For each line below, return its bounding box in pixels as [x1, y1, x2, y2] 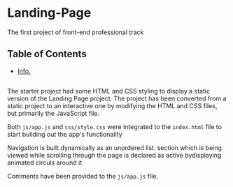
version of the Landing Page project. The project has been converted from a [7, 94, 227, 103]
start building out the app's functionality [7, 130, 122, 139]
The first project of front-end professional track [7, 28, 144, 36]
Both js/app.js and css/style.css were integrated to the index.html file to [7, 123, 223, 131]
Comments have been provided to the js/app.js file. [7, 172, 159, 181]
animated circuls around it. [7, 158, 84, 167]
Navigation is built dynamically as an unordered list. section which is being [7, 144, 223, 152]
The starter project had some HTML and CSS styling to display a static [7, 87, 211, 96]
